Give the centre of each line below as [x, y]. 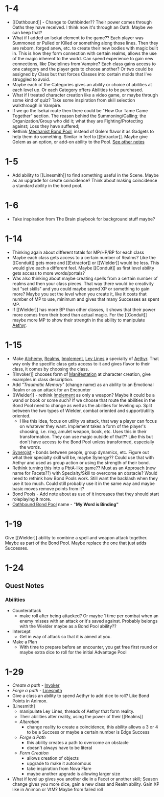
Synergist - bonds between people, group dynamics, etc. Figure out [81, 452]
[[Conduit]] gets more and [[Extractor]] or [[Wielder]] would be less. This [85, 263]
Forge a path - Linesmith [37, 691]
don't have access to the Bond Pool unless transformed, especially [87, 442]
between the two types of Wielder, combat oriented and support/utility [83, 411]
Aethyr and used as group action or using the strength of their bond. [81, 462]
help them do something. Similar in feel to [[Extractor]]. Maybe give [80, 136]
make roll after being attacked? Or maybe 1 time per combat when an [89, 616]
